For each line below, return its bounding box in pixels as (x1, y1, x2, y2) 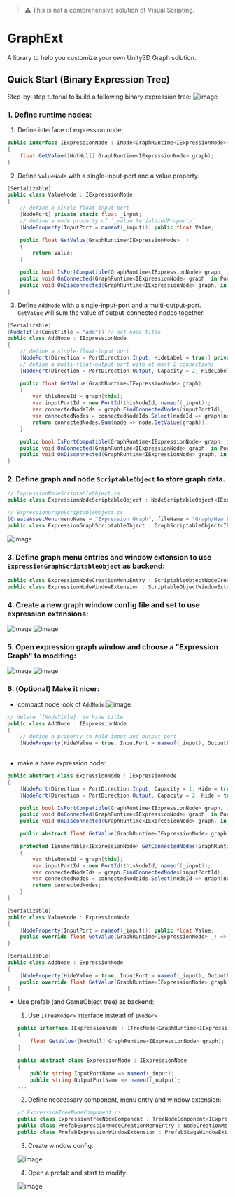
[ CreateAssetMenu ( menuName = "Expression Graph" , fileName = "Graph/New (7, 516, 224, 523)
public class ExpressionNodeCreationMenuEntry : (7, 577, 152, 584)
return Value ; (32, 250, 73, 257)
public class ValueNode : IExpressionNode (7, 192, 133, 199)
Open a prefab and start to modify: (27, 1168, 128, 1177)
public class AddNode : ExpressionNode (7, 959, 124, 966)
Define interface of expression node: (17, 126, 124, 134)
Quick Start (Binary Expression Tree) (7, 73, 170, 86)
